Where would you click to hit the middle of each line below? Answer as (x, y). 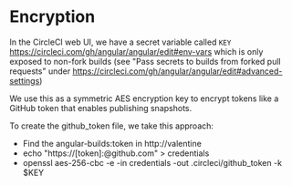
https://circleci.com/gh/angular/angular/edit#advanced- (177, 71)
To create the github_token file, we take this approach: (112, 126)
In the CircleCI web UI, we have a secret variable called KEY (120, 42)
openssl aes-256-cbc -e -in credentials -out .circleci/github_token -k (152, 162)
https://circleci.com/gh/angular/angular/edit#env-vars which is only (136, 51)
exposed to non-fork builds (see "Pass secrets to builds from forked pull (145, 61)
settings (25, 80)
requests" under (40, 71)
